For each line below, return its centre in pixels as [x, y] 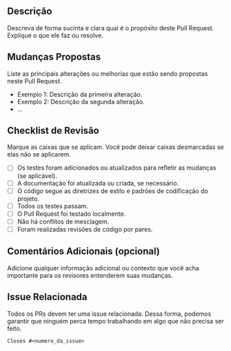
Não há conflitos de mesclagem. [63, 221]
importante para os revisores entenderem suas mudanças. [90, 275]
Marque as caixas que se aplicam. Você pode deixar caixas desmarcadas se [115, 147]
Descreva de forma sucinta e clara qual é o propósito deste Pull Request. [111, 28]
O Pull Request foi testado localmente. [71, 214]
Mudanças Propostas [54, 57]
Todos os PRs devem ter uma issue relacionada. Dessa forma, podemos [109, 314]
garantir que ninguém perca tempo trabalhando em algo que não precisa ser [115, 321]
